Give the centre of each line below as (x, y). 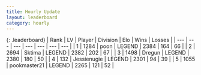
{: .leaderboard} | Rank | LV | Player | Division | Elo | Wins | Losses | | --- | (97, 40)
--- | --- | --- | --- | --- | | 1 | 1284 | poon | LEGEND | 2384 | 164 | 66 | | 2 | (104, 46)
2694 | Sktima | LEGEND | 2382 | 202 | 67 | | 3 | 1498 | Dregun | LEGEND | (98, 53)
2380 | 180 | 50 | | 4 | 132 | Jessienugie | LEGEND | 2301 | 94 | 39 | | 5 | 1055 (101, 59)
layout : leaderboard (32, 17)
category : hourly (28, 23)
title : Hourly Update (33, 12)
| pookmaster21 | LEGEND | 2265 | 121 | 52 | (60, 65)
